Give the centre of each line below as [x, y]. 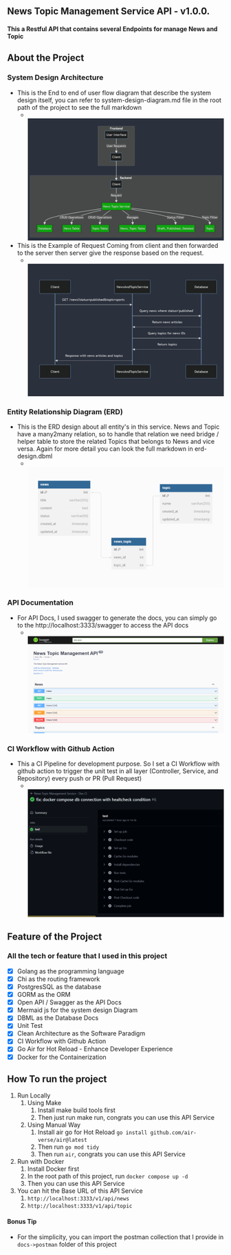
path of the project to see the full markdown [79, 107]
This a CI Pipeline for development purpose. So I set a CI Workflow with [118, 764]
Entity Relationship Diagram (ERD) [65, 411]
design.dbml [35, 456]
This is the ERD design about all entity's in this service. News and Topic [118, 427]
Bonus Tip [22, 1222]
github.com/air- [174, 1133]
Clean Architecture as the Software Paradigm [81, 1033]
